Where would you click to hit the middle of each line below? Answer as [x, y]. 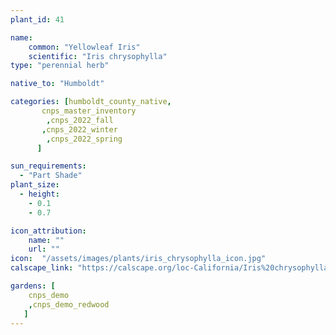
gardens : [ [33, 286]
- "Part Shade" [51, 176]
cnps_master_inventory [89, 111]
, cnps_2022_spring [84, 139]
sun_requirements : [48, 166]
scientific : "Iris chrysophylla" [98, 56]
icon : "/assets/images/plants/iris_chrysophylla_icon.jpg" [138, 259]
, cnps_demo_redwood [69, 304]
